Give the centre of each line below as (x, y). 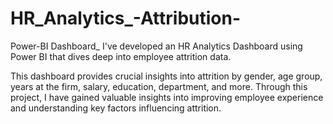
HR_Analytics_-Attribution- (126, 18)
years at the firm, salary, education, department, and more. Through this (159, 86)
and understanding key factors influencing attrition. (116, 108)
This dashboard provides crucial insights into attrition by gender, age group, (166, 76)
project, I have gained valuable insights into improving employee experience (167, 97)
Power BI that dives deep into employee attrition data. (121, 56)
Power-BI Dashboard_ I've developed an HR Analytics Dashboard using (156, 46)
